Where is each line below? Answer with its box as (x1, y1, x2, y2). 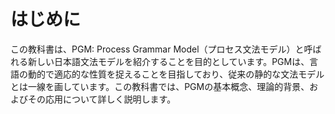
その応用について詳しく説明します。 (27, 93, 177, 105)
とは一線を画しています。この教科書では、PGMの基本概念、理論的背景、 (10, 80, 310, 92)
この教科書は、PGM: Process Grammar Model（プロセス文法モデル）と (10, 43, 305, 55)
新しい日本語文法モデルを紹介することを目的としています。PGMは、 (27, 55, 310, 67)
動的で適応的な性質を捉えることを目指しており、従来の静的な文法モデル (27, 68, 325, 80)
